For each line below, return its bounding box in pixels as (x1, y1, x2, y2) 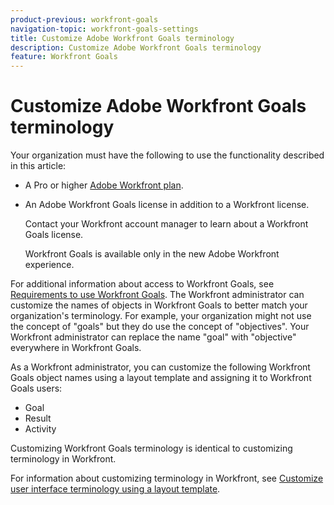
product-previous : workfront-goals (10, 14, 159, 25)
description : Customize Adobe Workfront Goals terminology (10, 42, 262, 53)
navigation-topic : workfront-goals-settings (10, 24, 199, 34)
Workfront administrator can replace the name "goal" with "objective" (10, 331, 297, 343)
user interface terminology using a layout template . (10, 483, 221, 495)
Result (24, 412, 52, 425)
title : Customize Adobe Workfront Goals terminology (10, 33, 235, 43)
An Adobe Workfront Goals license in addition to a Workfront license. (24, 199, 310, 211)
